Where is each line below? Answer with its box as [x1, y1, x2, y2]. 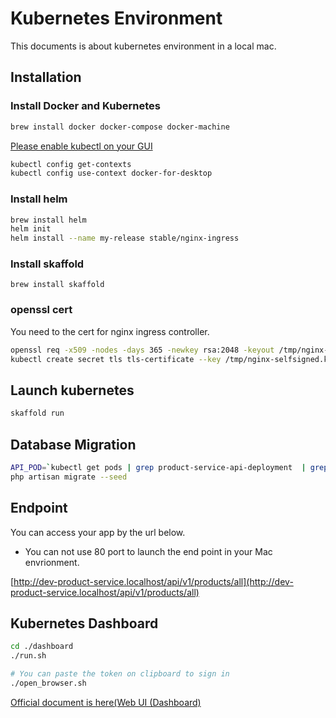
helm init [10, 224, 52, 234]
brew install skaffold [10, 280, 105, 290]
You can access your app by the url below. [10, 526, 186, 538]
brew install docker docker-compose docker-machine [10, 122, 230, 132]
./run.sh [10, 651, 47, 661]
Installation [10, 69, 82, 86]
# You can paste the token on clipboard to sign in [10, 669, 230, 679]
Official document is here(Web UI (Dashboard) [10, 696, 202, 708]
